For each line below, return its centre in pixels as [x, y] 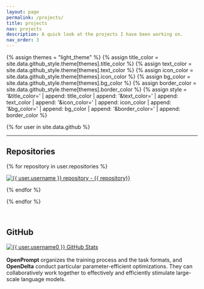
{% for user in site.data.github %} [48, 127]
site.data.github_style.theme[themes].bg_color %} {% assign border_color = [101, 83]
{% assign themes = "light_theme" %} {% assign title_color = [83, 57]
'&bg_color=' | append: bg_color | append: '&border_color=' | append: [93, 109]
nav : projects [24, 29]
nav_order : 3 [23, 40]
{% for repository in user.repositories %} [57, 166]
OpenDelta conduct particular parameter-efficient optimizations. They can [100, 266]
